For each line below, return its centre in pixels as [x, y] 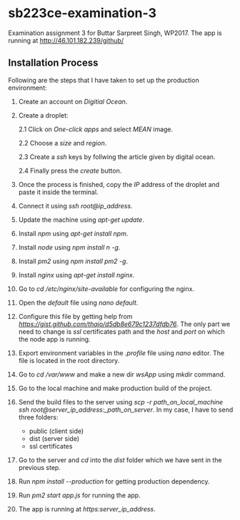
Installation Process [53, 63]
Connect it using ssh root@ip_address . [75, 205]
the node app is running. [55, 339]
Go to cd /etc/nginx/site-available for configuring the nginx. [106, 289]
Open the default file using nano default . [78, 302]
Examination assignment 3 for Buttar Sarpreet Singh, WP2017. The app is [115, 33]
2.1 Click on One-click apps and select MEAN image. [96, 129]
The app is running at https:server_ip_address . [87, 509]
